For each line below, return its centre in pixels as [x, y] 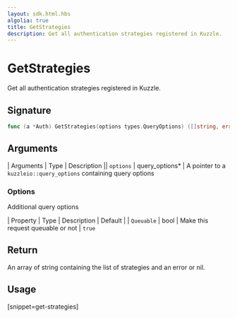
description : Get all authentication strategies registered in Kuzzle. [115, 34]
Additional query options [43, 206]
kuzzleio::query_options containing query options [81, 173]
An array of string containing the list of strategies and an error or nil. [107, 267]
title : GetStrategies [39, 27]
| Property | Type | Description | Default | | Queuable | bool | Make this [108, 220]
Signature [29, 110]
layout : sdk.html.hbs [39, 14]
